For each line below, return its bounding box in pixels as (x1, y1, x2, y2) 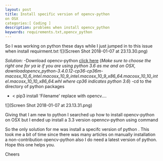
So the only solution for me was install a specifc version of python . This (5, 126, 149, 132)
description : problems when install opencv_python (5, 25, 110, 30)
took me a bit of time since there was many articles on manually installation (5, 132, 156, 137)
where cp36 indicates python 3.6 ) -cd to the (63, 78, 152, 84)
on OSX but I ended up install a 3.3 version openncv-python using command (5, 117, 158, 123)
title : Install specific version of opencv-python (5, 12, 110, 17)
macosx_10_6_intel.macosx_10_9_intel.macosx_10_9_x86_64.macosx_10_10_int (5, 73, 158, 79)
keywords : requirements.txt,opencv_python (5, 30, 92, 35)
